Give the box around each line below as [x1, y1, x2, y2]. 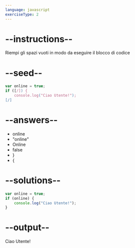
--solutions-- [5, 175, 61, 186]
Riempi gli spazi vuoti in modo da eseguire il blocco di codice [5, 50, 130, 56]
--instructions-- [5, 33, 73, 45]
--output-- [5, 222, 50, 233]
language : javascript [5, 7, 50, 12]
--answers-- [5, 115, 58, 126]
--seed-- [5, 67, 43, 79]
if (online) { [5, 196, 35, 201]
